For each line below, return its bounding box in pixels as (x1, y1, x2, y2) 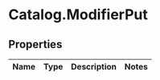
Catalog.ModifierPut (8, 6, 149, 24)
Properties (8, 38, 63, 51)
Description (71, 62, 117, 72)
